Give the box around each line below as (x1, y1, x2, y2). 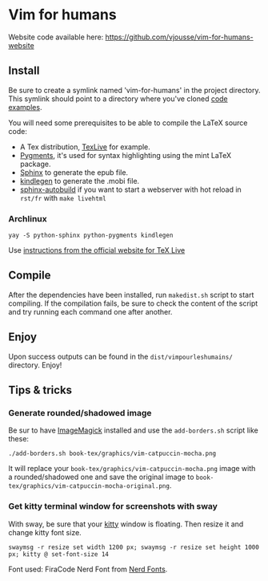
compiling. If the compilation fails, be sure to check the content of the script (8, 299, 258, 308)
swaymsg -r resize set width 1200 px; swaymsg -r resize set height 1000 (8, 543, 260, 551)
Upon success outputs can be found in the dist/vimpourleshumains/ (8, 351, 234, 361)
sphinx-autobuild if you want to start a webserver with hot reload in (19, 185, 242, 194)
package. (19, 159, 51, 169)
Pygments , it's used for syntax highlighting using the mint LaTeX (19, 150, 232, 160)
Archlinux (8, 213, 48, 224)
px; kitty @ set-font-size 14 (8, 550, 110, 559)
